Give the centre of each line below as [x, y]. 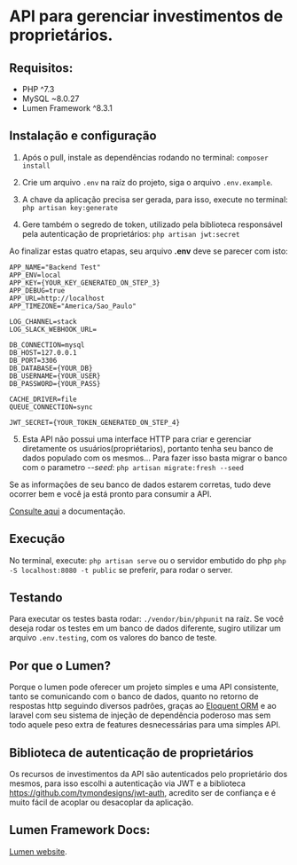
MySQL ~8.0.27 [51, 98]
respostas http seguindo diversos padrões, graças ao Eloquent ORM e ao [143, 706]
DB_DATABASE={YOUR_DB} [51, 368]
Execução [37, 539]
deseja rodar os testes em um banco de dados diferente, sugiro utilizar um [145, 628]
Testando [36, 598]
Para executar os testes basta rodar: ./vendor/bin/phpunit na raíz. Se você [147, 619]
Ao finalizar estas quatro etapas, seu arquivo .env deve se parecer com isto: [148, 251]
